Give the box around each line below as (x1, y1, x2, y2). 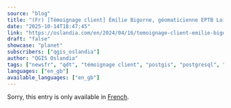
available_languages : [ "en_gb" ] (7, 74, 100, 81)
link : (7, 29, 23, 36)
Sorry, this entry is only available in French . (7, 93, 129, 101)
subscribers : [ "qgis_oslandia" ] (7, 49, 100, 56)
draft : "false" (7, 36, 51, 43)
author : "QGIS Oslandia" (7, 55, 78, 62)
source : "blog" (7, 10, 51, 17)
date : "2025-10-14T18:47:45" (7, 23, 91, 30)
